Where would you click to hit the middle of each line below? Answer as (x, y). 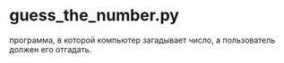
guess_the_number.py (94, 16)
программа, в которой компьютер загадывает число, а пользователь (142, 40)
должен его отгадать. (51, 49)
